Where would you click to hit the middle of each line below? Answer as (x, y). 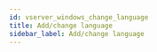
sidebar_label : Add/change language (77, 33)
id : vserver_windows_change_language (79, 17)
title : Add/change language (61, 26)
